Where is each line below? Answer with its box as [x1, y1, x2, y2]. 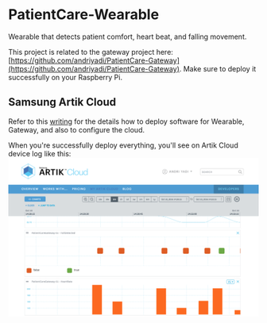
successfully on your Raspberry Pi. [8, 72, 123, 82]
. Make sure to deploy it [179, 63, 257, 73]
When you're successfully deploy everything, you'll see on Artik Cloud [8, 140, 238, 150]
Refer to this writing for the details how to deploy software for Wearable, [8, 117, 245, 126]
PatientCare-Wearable [8, 6, 160, 24]
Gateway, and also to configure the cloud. [8, 125, 145, 134]
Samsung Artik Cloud [8, 95, 117, 109]
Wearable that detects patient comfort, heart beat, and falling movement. [8, 32, 247, 41]
